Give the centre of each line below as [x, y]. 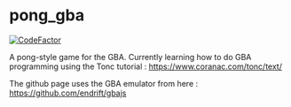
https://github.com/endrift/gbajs [68, 93]
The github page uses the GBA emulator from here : [104, 83]
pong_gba [47, 15]
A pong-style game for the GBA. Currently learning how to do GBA [130, 57]
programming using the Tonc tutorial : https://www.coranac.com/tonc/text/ [145, 66]
